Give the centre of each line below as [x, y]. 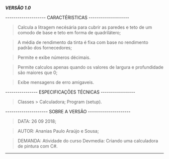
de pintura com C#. [37, 146]
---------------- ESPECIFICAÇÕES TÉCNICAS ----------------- [70, 92]
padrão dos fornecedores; [45, 48]
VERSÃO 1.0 [18, 8]
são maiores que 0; [37, 72]
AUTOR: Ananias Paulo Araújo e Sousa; [58, 131]
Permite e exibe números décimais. [54, 57]
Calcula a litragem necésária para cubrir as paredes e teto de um [85, 27]
